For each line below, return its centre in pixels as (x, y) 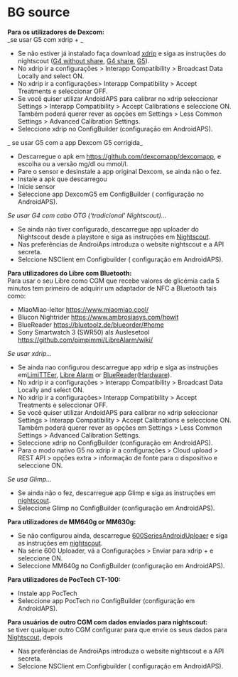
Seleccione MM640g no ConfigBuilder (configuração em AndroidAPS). (121, 565)
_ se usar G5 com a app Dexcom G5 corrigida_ (75, 142)
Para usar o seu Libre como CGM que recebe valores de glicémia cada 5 (114, 281)
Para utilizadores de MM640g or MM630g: (72, 521)
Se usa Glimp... (29, 479)
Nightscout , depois (35, 637)
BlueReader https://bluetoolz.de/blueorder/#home (91, 325)
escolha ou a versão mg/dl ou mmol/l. (73, 163)
